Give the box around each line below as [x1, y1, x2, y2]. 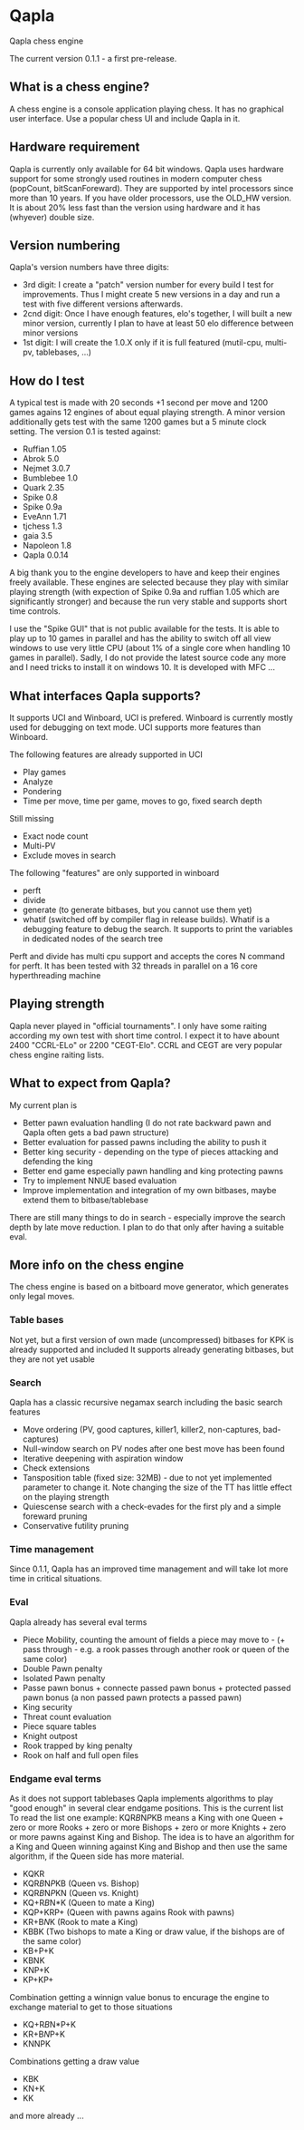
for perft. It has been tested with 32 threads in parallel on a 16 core [9, 960, 258, 971]
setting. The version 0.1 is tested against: [9, 426, 161, 437]
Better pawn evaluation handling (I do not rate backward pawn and [22, 1117, 271, 1128]
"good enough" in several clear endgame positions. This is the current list [9, 1802, 284, 1814]
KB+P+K [22, 1945, 54, 1956]
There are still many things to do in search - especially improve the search [9, 1211, 286, 1222]
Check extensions [22, 1463, 90, 1473]
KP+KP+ [22, 1974, 54, 1985]
